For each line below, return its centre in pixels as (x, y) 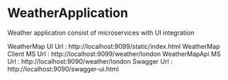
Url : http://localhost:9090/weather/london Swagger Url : (90, 61)
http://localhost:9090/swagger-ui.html (63, 69)
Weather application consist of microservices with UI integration (101, 33)
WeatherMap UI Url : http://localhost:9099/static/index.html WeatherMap (114, 46)
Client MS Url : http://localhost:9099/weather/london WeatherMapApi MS (114, 54)
